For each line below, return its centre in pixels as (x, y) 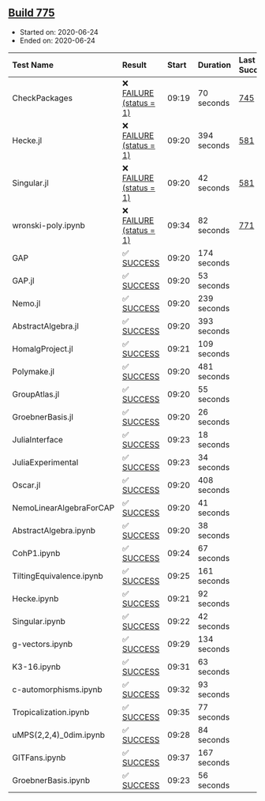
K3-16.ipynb (37, 667)
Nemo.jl (26, 303)
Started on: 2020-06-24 (59, 32)
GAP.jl (23, 280)
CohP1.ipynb (36, 553)
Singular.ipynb (39, 621)
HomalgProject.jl (43, 348)
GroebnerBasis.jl (43, 416)
